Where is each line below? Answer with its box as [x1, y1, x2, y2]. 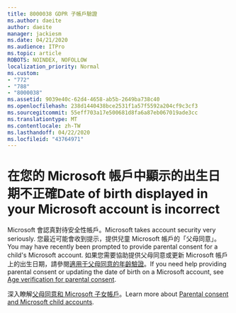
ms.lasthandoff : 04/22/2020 [7, 129, 91, 136]
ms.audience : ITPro [7, 43, 65, 50]
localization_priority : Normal [7, 63, 100, 70]
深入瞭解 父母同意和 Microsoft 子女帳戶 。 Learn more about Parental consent [7, 290, 229, 298]
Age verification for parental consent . [7, 275, 117, 284]
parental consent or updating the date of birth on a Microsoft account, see [7, 268, 225, 276]
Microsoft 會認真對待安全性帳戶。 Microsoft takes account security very [7, 226, 216, 234]
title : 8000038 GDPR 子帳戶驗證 [7, 10, 98, 18]
